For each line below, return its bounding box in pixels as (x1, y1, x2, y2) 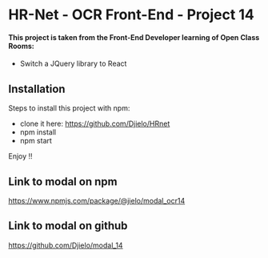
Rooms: (8, 41, 34, 50)
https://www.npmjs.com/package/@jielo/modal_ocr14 (8, 196, 186, 206)
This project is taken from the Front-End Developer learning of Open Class (8, 32, 260, 42)
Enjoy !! (8, 151, 34, 161)
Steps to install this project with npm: (8, 103, 130, 113)
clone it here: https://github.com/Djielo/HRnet (19, 119, 170, 129)
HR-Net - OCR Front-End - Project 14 (8, 6, 254, 24)
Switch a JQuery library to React (19, 58, 127, 69)
